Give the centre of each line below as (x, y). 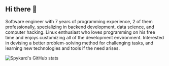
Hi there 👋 (21, 9)
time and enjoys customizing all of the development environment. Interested (84, 37)
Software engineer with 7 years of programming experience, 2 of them (79, 21)
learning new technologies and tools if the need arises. (63, 48)
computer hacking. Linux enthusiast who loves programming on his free (80, 32)
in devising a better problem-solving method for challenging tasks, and (79, 43)
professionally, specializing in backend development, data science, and (80, 27)
